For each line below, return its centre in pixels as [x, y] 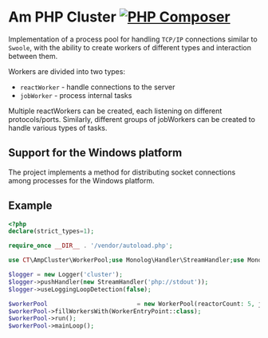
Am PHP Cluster [63, 17]
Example [30, 206]
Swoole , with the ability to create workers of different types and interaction [130, 47]
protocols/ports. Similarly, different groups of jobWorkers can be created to [132, 119]
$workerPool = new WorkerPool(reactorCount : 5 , [132, 304]
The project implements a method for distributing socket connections [122, 172]
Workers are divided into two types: [67, 71]
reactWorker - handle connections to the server [97, 87]
